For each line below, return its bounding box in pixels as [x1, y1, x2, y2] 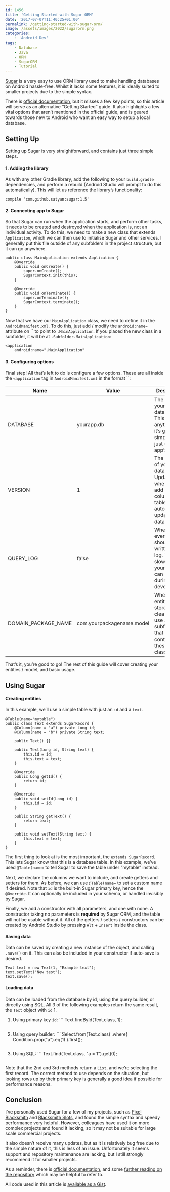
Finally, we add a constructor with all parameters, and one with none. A [5, 906, 153, 912]
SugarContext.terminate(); [23, 300, 80, 305]
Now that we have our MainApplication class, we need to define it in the [5, 317, 155, 324]
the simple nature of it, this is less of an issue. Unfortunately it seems [5, 1145, 149, 1152]
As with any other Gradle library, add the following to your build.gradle [5, 176, 154, 182]
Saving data [5, 933, 31, 939]
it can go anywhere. [5, 246, 47, 252]
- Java [14, 50, 28, 55]
